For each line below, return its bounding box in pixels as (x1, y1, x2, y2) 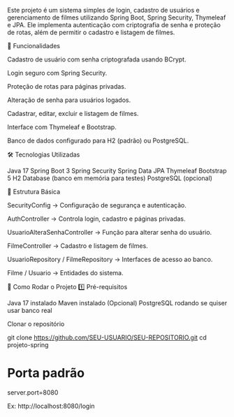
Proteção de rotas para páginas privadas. (7, 82, 126, 90)
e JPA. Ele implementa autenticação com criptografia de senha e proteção (7, 21, 221, 29)
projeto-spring (7, 341, 49, 349)
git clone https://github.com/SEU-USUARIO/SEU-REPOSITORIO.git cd (7, 333, 207, 342)
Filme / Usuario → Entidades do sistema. (7, 269, 124, 277)
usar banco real (7, 307, 52, 314)
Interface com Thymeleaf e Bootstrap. (7, 123, 117, 131)
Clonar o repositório (7, 320, 65, 328)
